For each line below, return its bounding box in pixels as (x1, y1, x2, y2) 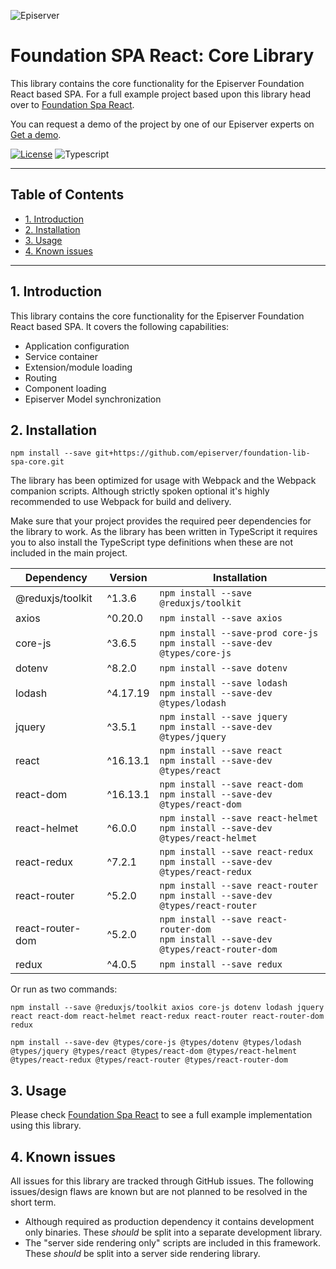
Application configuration (24, 340, 130, 352)
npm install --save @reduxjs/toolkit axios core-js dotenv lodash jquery (10, 1003, 325, 1013)
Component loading (24, 382, 107, 394)
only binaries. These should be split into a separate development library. (24, 1226, 323, 1238)
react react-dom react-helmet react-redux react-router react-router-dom (10, 1011, 325, 1022)
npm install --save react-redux (159, 846, 314, 858)
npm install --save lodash (159, 678, 288, 689)
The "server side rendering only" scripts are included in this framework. (24, 1237, 322, 1249)
